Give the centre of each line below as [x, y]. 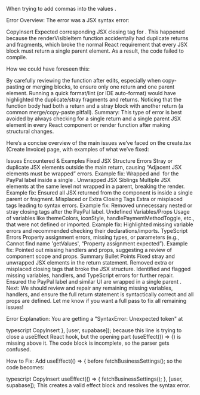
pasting [16, 87]
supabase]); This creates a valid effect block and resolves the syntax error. [98, 385]
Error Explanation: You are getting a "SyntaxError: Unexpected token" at [95, 319]
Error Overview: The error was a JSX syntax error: [68, 20]
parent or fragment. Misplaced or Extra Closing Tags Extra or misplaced [95, 199]
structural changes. [30, 131]
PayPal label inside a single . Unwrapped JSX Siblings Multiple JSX [89, 180]
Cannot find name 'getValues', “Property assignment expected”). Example [97, 244]
